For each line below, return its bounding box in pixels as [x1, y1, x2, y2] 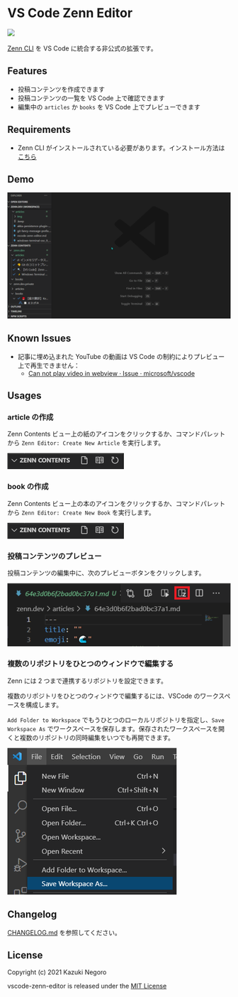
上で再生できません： [17, 361, 80, 370]
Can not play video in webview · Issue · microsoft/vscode [28, 369, 195, 377]
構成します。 [25, 700, 62, 708]
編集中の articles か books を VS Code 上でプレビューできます [17, 102, 200, 111]
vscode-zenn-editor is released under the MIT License [7, 982, 167, 991]
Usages [7, 389, 42, 402]
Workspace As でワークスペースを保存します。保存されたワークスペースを [7, 724, 219, 733]
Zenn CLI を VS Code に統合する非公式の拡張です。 [7, 44, 157, 53]
